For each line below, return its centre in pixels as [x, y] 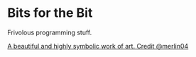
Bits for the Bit [50, 13]
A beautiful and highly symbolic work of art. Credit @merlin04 [98, 46]
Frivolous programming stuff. [50, 32]
